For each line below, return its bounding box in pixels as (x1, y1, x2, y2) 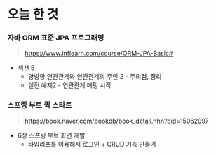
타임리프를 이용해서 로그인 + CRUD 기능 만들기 (27, 140, 156, 148)
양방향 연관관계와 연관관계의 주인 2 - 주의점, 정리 (27, 73, 162, 81)
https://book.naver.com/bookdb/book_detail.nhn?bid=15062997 (24, 117, 209, 125)
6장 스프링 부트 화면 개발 (17, 131, 86, 140)
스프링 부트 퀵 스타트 (7, 101, 72, 110)
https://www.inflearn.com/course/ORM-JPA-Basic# (24, 50, 173, 58)
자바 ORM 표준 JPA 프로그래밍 (7, 33, 104, 43)
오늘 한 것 (7, 6, 59, 22)
